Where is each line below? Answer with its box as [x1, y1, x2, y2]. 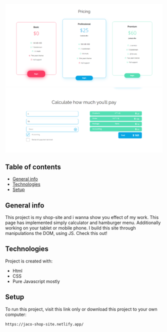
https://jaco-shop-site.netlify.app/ [5, 321, 84, 326]
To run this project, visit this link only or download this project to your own [5, 306, 157, 312]
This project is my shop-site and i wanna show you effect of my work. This [5, 214, 159, 220]
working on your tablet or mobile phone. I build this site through [5, 225, 136, 231]
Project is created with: [5, 258, 53, 264]
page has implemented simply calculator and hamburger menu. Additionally [5, 219, 161, 226]
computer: [5, 311, 26, 317]
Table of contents [5, 162, 61, 171]
